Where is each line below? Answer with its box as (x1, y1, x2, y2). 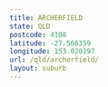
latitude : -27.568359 (9, 38, 92, 48)
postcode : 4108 (9, 30, 67, 39)
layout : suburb (9, 64, 67, 73)
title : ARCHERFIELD (9, 13, 83, 23)
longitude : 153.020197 (9, 47, 95, 56)
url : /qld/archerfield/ (9, 55, 100, 64)
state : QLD (9, 22, 51, 31)
